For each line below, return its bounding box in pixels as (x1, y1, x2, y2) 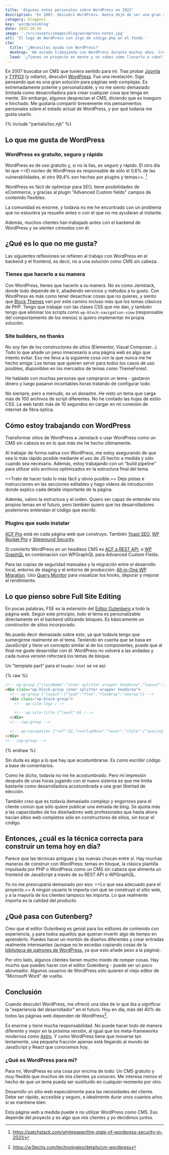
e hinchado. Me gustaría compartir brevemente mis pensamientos (5, 101, 142, 107)
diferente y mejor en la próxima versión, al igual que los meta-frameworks (5, 1028, 158, 1034)
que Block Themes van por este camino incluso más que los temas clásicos (5, 298, 162, 304)
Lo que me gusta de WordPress (5, 135, 105, 144)
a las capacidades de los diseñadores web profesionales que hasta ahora (5, 809, 157, 815)
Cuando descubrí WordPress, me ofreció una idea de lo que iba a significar (5, 1001, 161, 1007)
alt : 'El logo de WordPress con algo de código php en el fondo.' (5, 36, 147, 41)
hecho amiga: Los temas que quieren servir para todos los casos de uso (5, 360, 155, 366)
